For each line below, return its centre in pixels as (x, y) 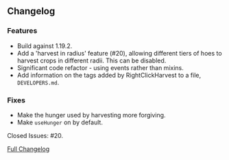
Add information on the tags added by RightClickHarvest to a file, (109, 75)
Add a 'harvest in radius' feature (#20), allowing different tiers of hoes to (119, 53)
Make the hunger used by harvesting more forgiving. (91, 115)
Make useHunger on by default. (60, 122)
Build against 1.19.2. (45, 46)
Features (22, 31)
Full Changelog (28, 149)
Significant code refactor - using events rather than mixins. (100, 67)
